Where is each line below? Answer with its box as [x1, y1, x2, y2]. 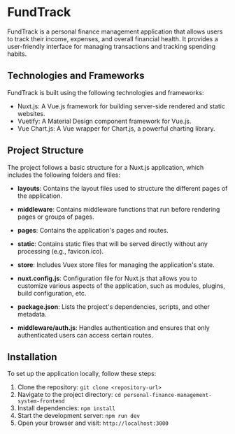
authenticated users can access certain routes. [17, 331, 154, 339]
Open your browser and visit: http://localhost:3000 [17, 419, 169, 427]
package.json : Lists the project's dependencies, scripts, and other [17, 302, 210, 311]
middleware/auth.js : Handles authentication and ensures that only [17, 323, 210, 332]
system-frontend [17, 398, 65, 405]
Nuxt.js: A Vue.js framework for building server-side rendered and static [17, 102, 226, 110]
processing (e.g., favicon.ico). [17, 247, 104, 255]
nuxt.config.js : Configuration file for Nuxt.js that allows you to [17, 274, 197, 282]
